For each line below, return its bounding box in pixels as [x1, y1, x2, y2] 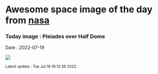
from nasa [5, 14, 50, 26]
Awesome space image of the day [5, 4, 153, 15]
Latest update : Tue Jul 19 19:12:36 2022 [5, 64, 77, 69]
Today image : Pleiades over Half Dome [5, 33, 106, 40]
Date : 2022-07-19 [5, 45, 45, 51]
